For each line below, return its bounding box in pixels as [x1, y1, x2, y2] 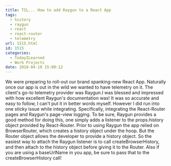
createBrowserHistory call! [5, 155, 62, 161]
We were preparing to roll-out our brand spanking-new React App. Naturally [5, 79, 166, 85]
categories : [5, 50, 31, 55]
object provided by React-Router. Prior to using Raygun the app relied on [5, 122, 159, 129]
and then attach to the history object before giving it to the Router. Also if [5, 144, 160, 150]
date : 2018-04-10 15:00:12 [5, 65, 63, 70]
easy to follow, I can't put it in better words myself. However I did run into [5, 100, 160, 107]
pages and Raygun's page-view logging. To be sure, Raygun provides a [5, 111, 157, 118]
